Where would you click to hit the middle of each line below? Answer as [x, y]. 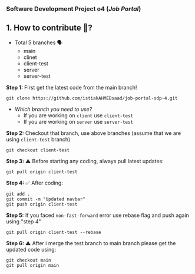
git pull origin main [33, 265]
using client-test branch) [38, 139]
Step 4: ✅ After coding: [34, 183]
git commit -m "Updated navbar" [46, 199]
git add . [18, 194]
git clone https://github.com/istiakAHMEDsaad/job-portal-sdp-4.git [92, 98]
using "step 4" [24, 221]
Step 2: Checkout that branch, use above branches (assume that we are [94, 133]
